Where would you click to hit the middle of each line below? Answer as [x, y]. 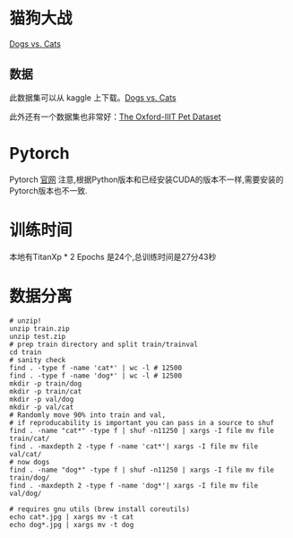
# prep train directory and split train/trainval [104, 344]
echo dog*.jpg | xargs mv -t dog [72, 525]
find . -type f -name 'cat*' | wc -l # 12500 [95, 368]
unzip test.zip [38, 336]
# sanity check [38, 360]
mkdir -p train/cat [46, 391]
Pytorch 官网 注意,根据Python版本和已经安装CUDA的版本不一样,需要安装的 [146, 179]
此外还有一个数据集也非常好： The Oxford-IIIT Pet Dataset [115, 117]
